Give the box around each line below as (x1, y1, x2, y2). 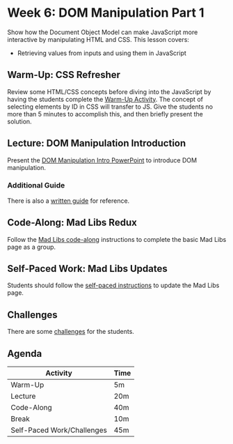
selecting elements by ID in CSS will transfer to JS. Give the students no (7, 102, 214, 111)
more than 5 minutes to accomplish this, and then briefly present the (7, 109, 203, 118)
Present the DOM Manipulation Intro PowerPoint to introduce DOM (7, 155, 197, 164)
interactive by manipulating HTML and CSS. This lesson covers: (7, 35, 190, 43)
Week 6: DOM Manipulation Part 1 (7, 5, 204, 21)
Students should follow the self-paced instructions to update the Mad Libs (7, 281, 220, 290)
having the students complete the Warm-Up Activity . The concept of (7, 95, 204, 103)
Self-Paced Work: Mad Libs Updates (7, 263, 168, 275)
